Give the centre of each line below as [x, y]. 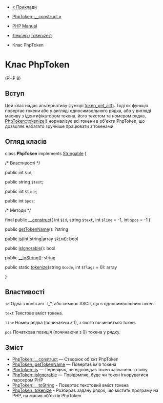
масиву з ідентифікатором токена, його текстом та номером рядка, [76, 116]
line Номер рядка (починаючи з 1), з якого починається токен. [71, 323]
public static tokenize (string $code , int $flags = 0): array [61, 267]
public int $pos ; [20, 201]
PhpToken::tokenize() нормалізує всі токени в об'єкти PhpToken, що [75, 121]
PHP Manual [25, 26]
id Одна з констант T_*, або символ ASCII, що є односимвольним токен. [80, 304]
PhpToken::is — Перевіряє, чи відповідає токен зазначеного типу [80, 370]
